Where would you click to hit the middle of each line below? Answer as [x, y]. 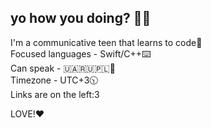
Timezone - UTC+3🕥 [54, 80]
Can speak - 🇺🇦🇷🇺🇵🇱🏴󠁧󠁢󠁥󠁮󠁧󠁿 [63, 68]
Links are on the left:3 [55, 94]
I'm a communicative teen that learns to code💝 [106, 42]
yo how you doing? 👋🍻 [81, 18]
